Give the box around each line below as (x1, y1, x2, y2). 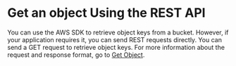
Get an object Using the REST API (7, 5, 206, 21)
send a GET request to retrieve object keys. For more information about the (7, 43, 225, 51)
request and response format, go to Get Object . (7, 51, 145, 59)
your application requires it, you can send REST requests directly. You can (7, 35, 222, 44)
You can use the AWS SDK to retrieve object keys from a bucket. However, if (7, 28, 229, 37)
